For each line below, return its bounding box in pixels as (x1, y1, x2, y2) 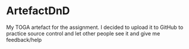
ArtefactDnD (6, 4, 70, 18)
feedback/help (6, 36, 42, 43)
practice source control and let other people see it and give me (6, 30, 160, 37)
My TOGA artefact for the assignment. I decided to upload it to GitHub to (6, 24, 184, 31)
